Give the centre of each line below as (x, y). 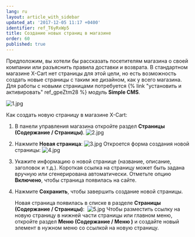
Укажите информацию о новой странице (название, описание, (93, 161)
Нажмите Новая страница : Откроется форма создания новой (102, 144)
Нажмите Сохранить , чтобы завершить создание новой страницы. (99, 191)
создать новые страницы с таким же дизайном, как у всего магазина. (94, 79)
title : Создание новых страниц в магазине (59, 33)
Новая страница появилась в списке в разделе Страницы (88, 202)
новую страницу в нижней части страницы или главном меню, (93, 215)
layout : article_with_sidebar (43, 17)
